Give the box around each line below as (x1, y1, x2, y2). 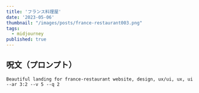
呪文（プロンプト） (6, 60, 77, 70)
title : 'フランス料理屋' (6, 8, 61, 15)
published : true (6, 36, 46, 42)
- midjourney (11, 31, 44, 37)
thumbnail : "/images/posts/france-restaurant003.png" (6, 20, 143, 26)
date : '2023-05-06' (6, 14, 55, 20)
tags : (6, 25, 20, 32)
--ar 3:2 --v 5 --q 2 (6, 81, 60, 87)
